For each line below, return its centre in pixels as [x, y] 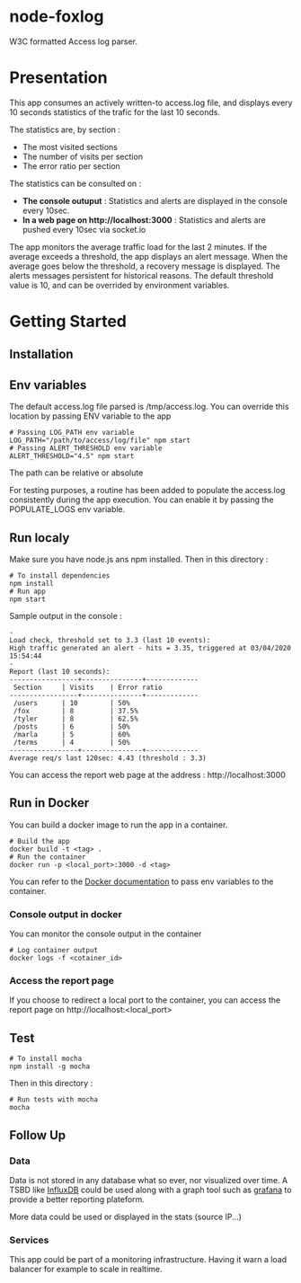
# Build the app [40, 841]
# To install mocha [46, 1059]
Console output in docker [66, 914]
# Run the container [48, 857]
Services [29, 1240]
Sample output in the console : [66, 616]
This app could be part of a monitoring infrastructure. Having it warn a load [148, 1260]
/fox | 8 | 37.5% [76, 712]
